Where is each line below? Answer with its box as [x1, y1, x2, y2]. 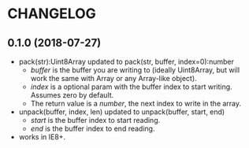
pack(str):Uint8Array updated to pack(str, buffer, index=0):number [18, 57, 234, 66]
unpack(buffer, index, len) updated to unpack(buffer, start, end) [18, 107, 225, 117]
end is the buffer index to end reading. [30, 124, 155, 133]
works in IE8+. [18, 132, 66, 142]
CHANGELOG [7, 5, 96, 23]
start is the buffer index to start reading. [30, 116, 161, 124]
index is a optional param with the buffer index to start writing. [30, 82, 233, 91]
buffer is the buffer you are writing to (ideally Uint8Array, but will [30, 65, 240, 75]
